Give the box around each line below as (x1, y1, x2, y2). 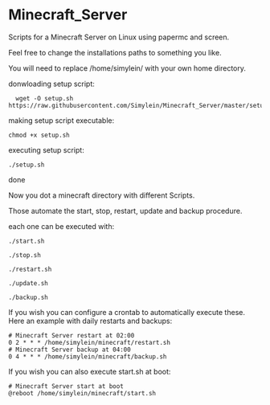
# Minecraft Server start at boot (8, 382, 125, 391)
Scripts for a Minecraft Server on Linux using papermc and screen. (8, 32, 230, 42)
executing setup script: (8, 145, 84, 154)
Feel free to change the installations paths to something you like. (8, 47, 223, 57)
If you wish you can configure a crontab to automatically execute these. (8, 307, 245, 317)
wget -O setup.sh (15, 94, 74, 102)
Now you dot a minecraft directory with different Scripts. (8, 190, 195, 200)
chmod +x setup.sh (8, 131, 70, 139)
